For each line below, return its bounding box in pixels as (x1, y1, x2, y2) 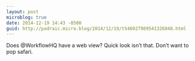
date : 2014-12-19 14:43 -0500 (6, 20, 82, 26)
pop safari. (6, 48, 33, 56)
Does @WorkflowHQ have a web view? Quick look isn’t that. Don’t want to (6, 42, 189, 49)
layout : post (6, 8, 39, 15)
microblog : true (6, 14, 47, 20)
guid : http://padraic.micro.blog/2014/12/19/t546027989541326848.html (6, 25, 187, 32)
